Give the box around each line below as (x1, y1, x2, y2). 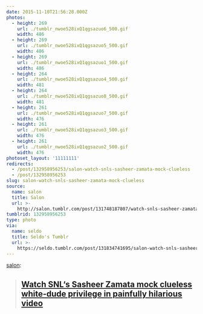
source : (6, 183, 26, 189)
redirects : (6, 161, 34, 167)
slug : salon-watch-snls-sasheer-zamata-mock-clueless (6, 178, 145, 184)
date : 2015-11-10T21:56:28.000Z (6, 8, 88, 15)
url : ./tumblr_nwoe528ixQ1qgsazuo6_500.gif (17, 25, 129, 32)
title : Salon (11, 194, 45, 200)
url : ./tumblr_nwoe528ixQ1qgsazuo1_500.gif (17, 59, 129, 65)
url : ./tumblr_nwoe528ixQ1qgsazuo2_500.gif (17, 143, 129, 150)
